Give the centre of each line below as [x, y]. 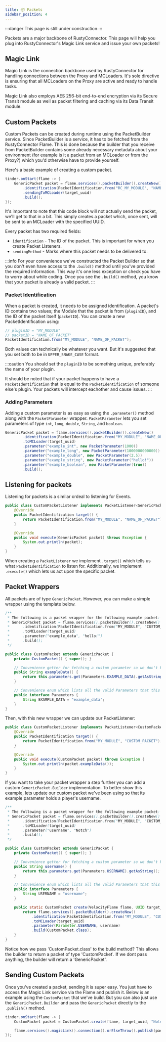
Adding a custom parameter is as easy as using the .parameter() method [80, 413]
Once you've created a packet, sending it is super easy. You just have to [79, 987]
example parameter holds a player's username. [53, 798]
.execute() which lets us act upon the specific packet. [61, 571]
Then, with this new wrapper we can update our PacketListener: [70, 718]
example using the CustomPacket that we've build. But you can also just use [81, 997]
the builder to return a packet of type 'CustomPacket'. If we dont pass [76, 954]
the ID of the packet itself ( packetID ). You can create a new [65, 316]
